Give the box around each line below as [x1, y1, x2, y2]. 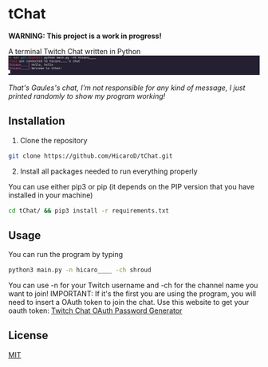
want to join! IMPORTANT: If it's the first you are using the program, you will [8, 289, 257, 299]
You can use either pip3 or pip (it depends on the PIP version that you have [8, 182, 255, 191]
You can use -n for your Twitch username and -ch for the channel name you [8, 280, 258, 291]
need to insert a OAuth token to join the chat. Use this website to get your [8, 298, 250, 307]
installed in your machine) [8, 190, 93, 200]
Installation [8, 115, 65, 128]
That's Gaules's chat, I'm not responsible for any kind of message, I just [8, 83, 246, 92]
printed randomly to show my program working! [8, 91, 166, 100]
